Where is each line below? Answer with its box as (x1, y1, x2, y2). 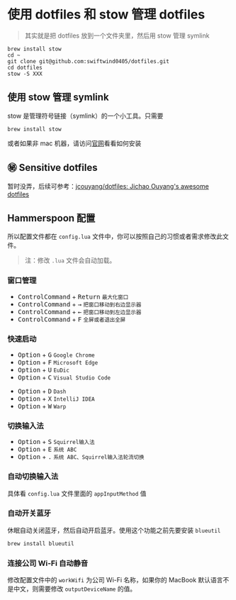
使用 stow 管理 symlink (7, 91, 109, 104)
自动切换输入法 (7, 472, 59, 482)
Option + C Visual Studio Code (17, 373, 111, 382)
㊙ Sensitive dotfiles (7, 162, 98, 174)
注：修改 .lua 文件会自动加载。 (24, 256, 116, 265)
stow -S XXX (7, 70, 43, 77)
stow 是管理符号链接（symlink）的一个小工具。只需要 (7, 111, 164, 120)
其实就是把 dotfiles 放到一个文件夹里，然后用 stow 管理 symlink (24, 31, 210, 40)
